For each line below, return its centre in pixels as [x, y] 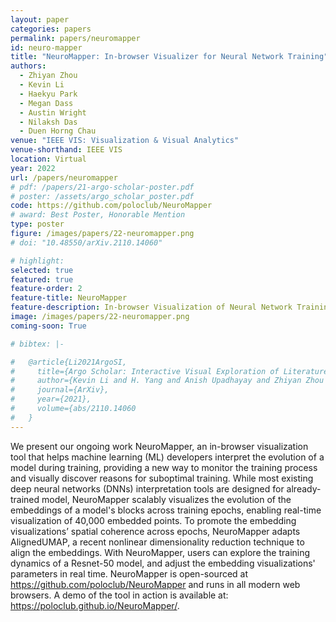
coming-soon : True [48, 326]
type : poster [37, 224]
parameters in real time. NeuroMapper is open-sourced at [129, 573]
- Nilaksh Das [48, 122]
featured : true [42, 279]
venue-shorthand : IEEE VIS [66, 150]
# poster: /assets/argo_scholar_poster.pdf [102, 196]
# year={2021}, [51, 399]
